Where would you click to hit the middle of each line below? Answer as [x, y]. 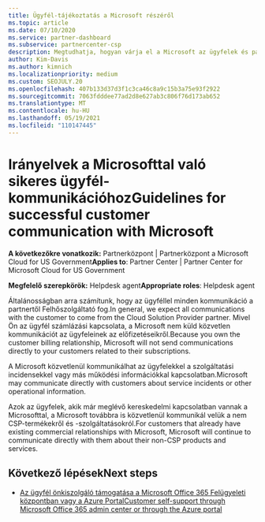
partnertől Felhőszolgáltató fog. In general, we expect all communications [127, 309]
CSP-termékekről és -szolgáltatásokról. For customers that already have [125, 423]
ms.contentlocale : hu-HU [49, 111]
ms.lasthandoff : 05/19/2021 [54, 118]
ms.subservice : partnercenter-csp [65, 45]
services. [23, 448]
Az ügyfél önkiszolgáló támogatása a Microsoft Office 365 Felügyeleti [132, 492]
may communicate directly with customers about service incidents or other [130, 382]
